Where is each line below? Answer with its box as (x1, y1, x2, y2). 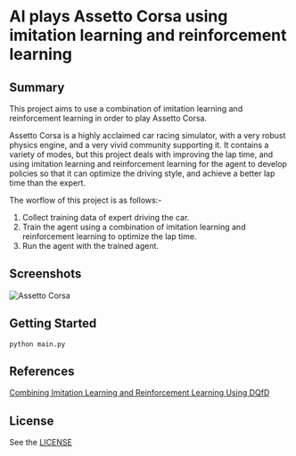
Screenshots (9, 266, 82, 282)
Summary (9, 79, 65, 95)
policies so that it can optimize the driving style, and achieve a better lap (9, 168, 275, 178)
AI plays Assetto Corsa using (9, 6, 228, 27)
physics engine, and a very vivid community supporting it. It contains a (9, 140, 269, 150)
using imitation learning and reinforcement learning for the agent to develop (9, 159, 288, 169)
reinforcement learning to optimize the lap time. (21, 231, 197, 242)
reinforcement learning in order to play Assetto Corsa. (9, 113, 208, 123)
